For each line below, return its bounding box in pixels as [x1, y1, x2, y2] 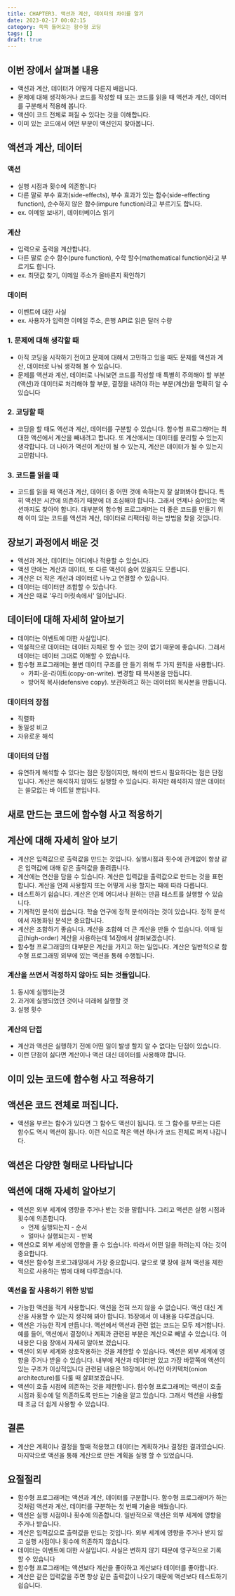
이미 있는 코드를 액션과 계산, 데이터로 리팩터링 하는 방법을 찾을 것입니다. [25, 514, 222, 522]
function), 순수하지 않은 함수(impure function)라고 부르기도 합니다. [17, 199, 203, 208]
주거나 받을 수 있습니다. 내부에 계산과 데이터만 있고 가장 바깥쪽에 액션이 [30, 1356, 226, 1364]
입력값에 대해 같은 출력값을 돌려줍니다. [25, 863, 130, 871]
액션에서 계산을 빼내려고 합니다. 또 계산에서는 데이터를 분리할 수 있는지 [30, 433, 224, 442]
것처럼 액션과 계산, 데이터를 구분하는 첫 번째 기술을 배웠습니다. [17, 1502, 188, 1510]
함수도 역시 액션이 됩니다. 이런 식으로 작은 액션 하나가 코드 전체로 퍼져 [17, 1128, 208, 1136]
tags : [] [7, 29, 33, 37]
